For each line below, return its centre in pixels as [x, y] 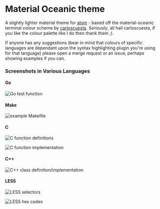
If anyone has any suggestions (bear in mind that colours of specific [74, 42]
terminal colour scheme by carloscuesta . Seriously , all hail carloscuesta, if [80, 28]
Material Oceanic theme [55, 9]
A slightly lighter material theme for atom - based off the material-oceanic [80, 23]
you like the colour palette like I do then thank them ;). [59, 33]
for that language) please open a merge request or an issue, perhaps [75, 53]
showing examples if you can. [35, 58]
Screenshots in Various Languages [48, 71]
